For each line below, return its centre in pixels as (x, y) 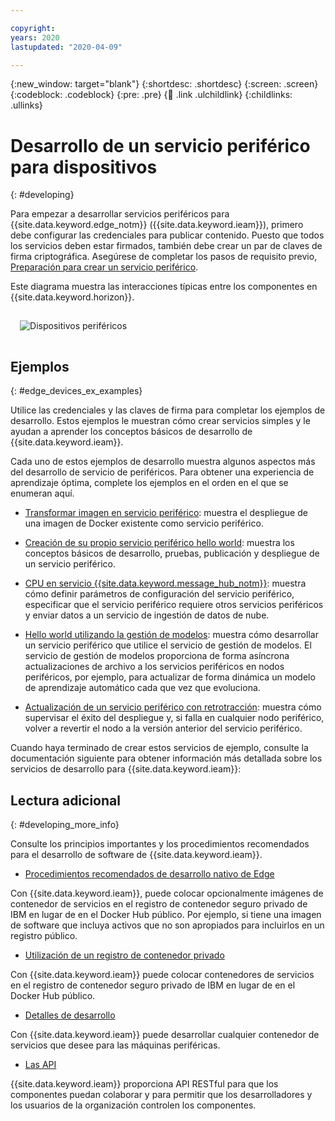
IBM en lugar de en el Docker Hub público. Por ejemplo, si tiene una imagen (166, 915)
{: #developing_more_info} (65, 825)
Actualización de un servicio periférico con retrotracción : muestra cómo (173, 707)
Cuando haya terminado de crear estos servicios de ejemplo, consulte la (159, 748)
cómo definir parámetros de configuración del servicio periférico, (159, 594)
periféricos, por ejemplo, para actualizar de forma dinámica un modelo (170, 677)
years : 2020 (35, 37)
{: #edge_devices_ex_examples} (76, 391)
